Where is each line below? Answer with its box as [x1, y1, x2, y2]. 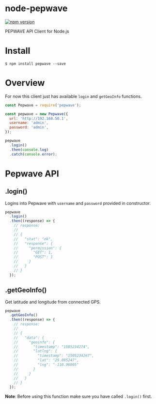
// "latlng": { [14, 349, 57, 354]
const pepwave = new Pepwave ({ [5, 111, 68, 116]
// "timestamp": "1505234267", [14, 353, 94, 358]
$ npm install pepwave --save [5, 61, 66, 66]
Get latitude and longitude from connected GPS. [5, 299, 101, 305]
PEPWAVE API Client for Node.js [5, 28, 69, 34]
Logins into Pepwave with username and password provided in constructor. [5, 200, 151, 206]
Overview [5, 78, 45, 89]
